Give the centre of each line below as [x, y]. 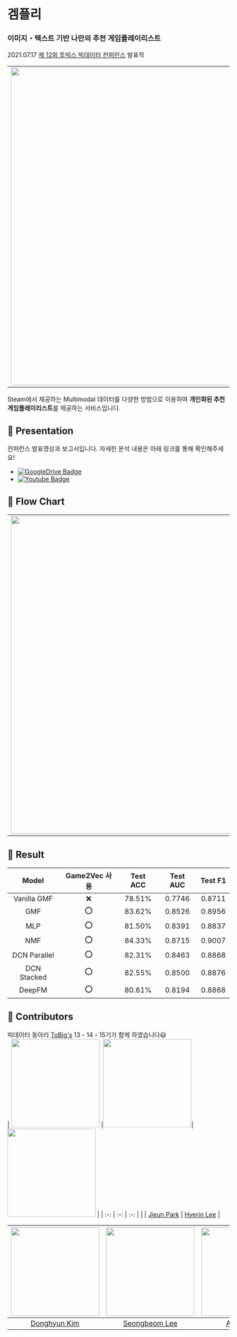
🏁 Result [26, 854]
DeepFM [33, 990]
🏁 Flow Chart [36, 501]
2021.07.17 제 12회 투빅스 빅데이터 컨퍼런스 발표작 [76, 55]
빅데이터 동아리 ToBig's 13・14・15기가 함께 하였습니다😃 [87, 1035]
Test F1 [213, 880]
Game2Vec [84, 875]
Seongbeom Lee [150, 1323]
